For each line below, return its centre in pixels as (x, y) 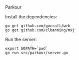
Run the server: (21, 39)
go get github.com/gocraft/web (38, 26)
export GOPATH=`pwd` (27, 49)
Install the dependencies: (31, 17)
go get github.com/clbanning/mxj (40, 30)
